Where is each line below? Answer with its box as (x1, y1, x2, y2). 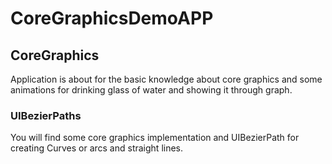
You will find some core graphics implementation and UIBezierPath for (10, 132, 300, 144)
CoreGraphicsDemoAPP (10, 7, 214, 30)
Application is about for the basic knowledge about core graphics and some (10, 73, 323, 85)
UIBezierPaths (10, 108, 82, 122)
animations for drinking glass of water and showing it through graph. (10, 84, 293, 96)
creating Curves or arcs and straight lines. (10, 142, 184, 154)
